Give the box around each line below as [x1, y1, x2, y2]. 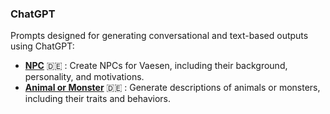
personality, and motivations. [24, 71, 145, 83]
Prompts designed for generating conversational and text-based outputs [10, 30, 309, 42]
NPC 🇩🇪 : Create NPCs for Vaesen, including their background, [24, 60, 288, 72]
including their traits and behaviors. [24, 93, 172, 105]
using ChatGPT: [10, 40, 75, 52]
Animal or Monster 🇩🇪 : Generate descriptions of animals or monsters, [24, 82, 321, 94]
